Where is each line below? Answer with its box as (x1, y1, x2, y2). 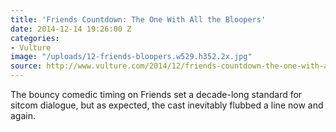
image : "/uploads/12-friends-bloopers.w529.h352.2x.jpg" (10, 52, 253, 62)
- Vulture (10, 42, 52, 53)
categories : (10, 33, 60, 43)
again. (10, 110, 37, 121)
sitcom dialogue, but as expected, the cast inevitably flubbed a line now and (10, 99, 324, 111)
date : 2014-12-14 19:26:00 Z (10, 24, 132, 34)
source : (10, 61, 43, 71)
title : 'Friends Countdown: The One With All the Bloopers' (10, 14, 267, 25)
